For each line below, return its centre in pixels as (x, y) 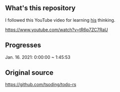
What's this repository (40, 8)
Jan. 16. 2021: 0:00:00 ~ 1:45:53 (38, 57)
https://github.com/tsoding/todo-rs (41, 85)
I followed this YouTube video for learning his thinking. (60, 20)
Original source (29, 73)
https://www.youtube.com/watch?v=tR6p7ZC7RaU (57, 30)
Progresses (23, 45)
